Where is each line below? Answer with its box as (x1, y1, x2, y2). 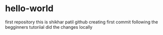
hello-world (5, 3, 54, 14)
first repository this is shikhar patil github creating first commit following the (5, 19, 158, 25)
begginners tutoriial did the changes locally (5, 24, 93, 30)
